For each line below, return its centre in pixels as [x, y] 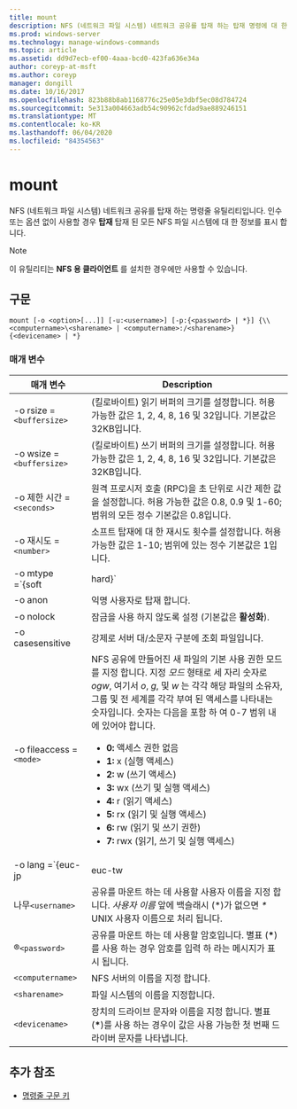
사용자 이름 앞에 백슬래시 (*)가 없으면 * [190, 905]
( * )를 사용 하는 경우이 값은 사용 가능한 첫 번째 [180, 1025]
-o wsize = [37, 453]
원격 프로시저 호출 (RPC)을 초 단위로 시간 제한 [181, 488]
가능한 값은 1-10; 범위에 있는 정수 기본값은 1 [180, 544]
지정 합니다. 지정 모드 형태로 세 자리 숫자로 [184, 672]
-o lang [30, 864]
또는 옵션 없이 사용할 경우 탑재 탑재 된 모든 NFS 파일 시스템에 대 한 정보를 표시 [144, 222]
